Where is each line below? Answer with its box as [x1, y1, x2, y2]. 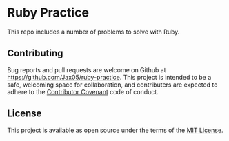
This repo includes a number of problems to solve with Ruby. [7, 28, 180, 36]
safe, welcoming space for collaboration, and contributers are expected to [7, 80, 218, 89]
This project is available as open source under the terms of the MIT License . [7, 126, 223, 134]
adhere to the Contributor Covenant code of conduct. [7, 87, 159, 96]
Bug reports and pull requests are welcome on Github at [7, 65, 167, 74]
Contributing [7, 47, 63, 59]
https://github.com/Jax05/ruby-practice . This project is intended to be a [7, 73, 212, 81]
